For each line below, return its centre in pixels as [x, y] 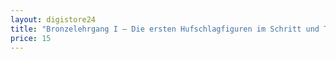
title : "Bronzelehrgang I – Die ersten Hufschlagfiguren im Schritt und [165, 29]
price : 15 [31, 38]
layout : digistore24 [53, 19]
